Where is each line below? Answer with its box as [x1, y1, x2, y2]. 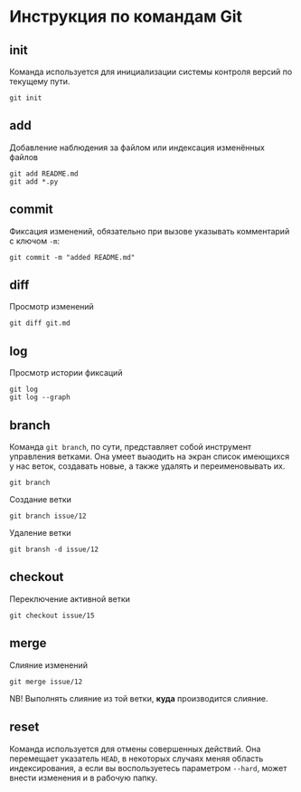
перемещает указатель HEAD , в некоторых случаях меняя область [9, 753, 264, 764]
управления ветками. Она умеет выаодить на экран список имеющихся [9, 451, 290, 463]
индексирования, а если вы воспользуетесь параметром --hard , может [9, 762, 287, 773]
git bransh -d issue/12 [9, 545, 99, 554]
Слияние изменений [9, 659, 89, 671]
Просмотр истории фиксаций [9, 367, 123, 378]
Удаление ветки [9, 528, 71, 539]
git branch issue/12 [9, 511, 88, 521]
